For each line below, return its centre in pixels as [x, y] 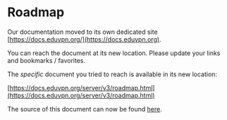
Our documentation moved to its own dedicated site [82, 32]
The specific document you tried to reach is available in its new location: [112, 74]
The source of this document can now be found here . [85, 109]
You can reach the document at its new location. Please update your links [114, 53]
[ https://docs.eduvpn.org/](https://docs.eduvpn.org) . [84, 39]
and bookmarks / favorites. [47, 60]
